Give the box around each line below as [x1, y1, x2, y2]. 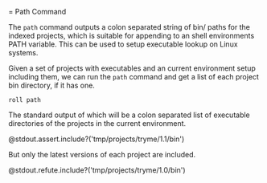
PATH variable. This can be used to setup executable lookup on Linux [8, 39, 239, 49]
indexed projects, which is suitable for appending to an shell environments [8, 31, 255, 40]
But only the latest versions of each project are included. [8, 150, 196, 159]
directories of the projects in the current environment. [8, 119, 187, 128]
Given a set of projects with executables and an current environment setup [8, 63, 256, 73]
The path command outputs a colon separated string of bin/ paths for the [8, 22, 251, 31]
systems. [8, 48, 39, 57]
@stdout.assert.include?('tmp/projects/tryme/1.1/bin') [8, 134, 185, 144]
